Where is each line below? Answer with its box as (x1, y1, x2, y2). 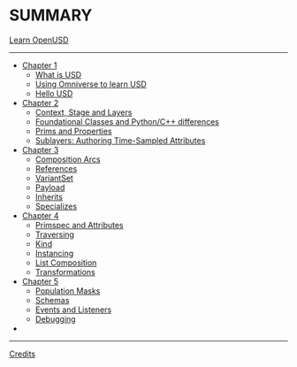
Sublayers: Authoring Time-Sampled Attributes (34, 134, 206, 146)
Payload (34, 182, 65, 193)
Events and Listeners (34, 304, 112, 315)
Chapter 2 (21, 97, 59, 108)
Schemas (34, 294, 70, 305)
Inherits (34, 191, 64, 202)
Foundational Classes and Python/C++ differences (34, 116, 219, 126)
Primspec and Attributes (34, 219, 124, 230)
